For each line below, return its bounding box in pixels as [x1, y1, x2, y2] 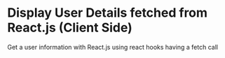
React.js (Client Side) [7, 20, 133, 36]
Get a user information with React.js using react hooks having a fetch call [7, 43, 219, 51]
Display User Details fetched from [7, 5, 208, 21]
